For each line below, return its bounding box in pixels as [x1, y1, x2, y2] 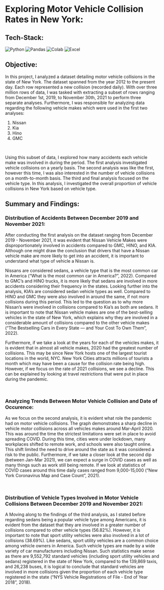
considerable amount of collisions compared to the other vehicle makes [5, 320, 150, 325]
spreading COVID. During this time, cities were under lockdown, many [5, 436, 146, 442]
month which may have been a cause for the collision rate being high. [5, 360, 145, 366]
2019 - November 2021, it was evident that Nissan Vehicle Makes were [5, 237, 147, 243]
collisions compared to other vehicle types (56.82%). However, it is [5, 527, 141, 533]
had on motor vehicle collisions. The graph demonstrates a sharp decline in [5, 420, 157, 426]
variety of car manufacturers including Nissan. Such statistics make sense [5, 548, 155, 554]
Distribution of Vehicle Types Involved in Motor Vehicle [5, 494, 139, 501]
